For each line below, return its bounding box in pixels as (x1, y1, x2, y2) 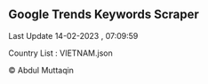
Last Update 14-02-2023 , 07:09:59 (8, 30, 139, 41)
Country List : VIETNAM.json (8, 48, 113, 58)
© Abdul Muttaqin (8, 65, 75, 75)
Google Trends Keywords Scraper (8, 7, 199, 22)
